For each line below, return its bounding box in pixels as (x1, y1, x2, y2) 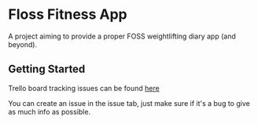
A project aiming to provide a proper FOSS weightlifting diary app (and (8, 31, 236, 41)
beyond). (8, 39, 38, 49)
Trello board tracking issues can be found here (8, 83, 160, 93)
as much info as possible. (8, 107, 91, 116)
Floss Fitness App (8, 5, 127, 24)
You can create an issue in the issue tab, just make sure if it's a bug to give (8, 98, 250, 108)
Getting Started (8, 63, 86, 76)
